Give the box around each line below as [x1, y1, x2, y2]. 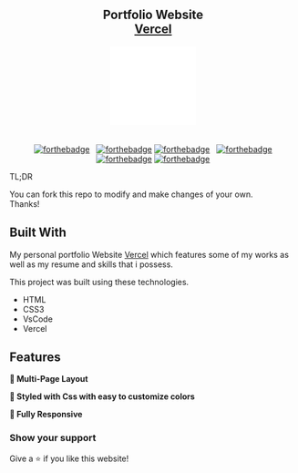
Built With [9, 225, 67, 241]
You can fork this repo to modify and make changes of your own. [9, 189, 253, 200]
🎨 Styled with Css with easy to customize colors [9, 391, 196, 402]
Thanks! [9, 198, 40, 209]
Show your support [9, 432, 97, 445]
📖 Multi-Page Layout [9, 374, 88, 385]
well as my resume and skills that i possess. [9, 259, 173, 270]
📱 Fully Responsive [9, 409, 83, 420]
